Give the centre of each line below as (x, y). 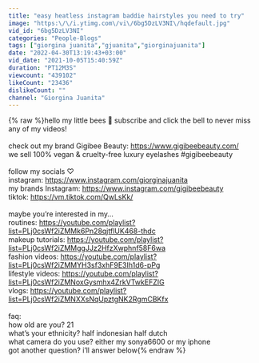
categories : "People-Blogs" (55, 38)
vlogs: (18, 291)
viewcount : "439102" (43, 75)
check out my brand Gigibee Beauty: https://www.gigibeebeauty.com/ (124, 146)
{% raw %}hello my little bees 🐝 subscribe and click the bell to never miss (129, 120)
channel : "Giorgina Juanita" (57, 98)
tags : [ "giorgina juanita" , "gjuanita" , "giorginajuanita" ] (107, 46)
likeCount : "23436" (41, 83)
